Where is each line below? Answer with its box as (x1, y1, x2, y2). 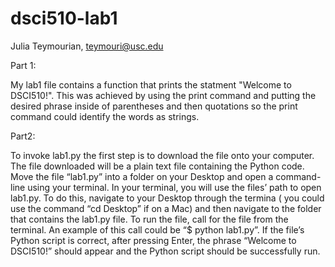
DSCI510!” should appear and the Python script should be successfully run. (10, 245, 321, 257)
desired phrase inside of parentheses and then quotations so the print (10, 100, 298, 112)
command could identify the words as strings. (10, 110, 200, 122)
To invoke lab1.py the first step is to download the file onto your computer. (10, 149, 315, 161)
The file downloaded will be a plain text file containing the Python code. (10, 160, 305, 172)
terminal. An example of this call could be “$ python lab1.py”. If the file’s (10, 223, 305, 236)
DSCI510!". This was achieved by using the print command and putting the (10, 89, 317, 101)
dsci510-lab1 (10, 7, 118, 30)
